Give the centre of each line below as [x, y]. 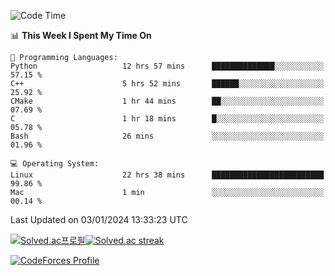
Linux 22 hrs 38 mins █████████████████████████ [167, 175]
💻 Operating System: [55, 164]
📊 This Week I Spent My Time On [81, 35]
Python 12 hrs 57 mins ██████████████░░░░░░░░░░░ [167, 66]
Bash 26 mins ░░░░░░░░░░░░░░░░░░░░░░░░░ [167, 136]
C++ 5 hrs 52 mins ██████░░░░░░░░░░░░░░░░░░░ [167, 84]
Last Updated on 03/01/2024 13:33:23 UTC [99, 219]
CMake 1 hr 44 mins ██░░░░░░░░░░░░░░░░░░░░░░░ [167, 101]
